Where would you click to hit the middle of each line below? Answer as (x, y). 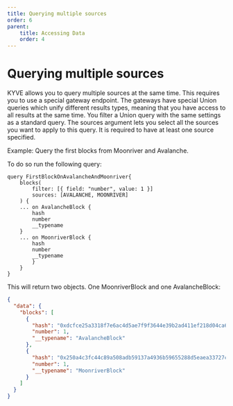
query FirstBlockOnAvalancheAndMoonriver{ (69, 177)
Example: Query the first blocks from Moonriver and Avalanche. (98, 151)
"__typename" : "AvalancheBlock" (79, 338)
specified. (21, 137)
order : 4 (32, 40)
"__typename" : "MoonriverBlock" (79, 371)
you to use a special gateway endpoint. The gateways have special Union (112, 101)
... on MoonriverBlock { (55, 238)
